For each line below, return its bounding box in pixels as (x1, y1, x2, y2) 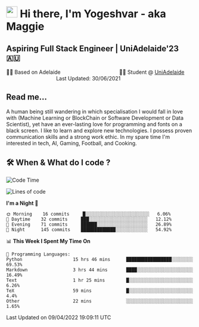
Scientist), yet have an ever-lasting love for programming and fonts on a (6, 120, 183, 127)
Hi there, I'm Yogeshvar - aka (20, 7, 167, 21)
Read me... (6, 92, 48, 102)
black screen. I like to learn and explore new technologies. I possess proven (6, 127, 192, 134)
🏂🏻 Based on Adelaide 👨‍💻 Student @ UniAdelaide (6, 68, 185, 76)
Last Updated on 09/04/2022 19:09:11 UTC (6, 313, 111, 321)
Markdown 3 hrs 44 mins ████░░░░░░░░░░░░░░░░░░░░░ (6, 267, 194, 273)
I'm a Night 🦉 (6, 200, 39, 207)
